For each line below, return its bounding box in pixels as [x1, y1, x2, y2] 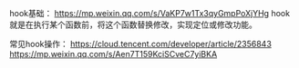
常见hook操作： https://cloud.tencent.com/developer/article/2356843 [9, 39, 272, 49]
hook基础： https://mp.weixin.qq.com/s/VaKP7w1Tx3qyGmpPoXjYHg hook [9, 8, 290, 18]
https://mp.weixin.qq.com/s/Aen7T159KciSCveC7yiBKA [9, 49, 218, 59]
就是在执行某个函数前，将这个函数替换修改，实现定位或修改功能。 [9, 19, 257, 30]
